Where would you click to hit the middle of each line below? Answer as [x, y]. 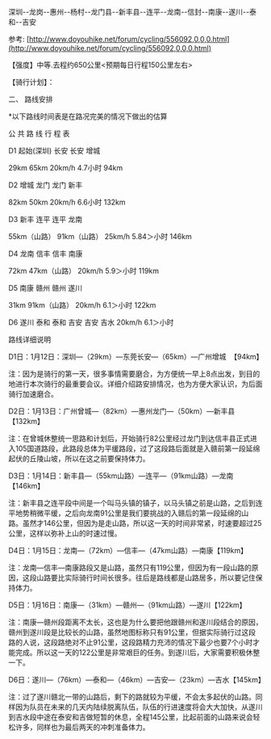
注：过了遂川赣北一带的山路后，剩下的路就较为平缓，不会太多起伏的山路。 [132, 697]
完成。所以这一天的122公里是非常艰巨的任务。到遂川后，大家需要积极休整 [138, 652]
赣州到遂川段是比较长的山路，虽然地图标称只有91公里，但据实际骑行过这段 [132, 632]
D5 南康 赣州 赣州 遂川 [46, 288]
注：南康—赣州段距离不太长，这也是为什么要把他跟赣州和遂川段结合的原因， [135, 622]
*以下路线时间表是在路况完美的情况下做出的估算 [88, 116]
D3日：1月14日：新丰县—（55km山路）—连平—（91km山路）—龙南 [121, 476]
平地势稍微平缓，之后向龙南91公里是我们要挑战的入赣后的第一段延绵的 [125, 513]
